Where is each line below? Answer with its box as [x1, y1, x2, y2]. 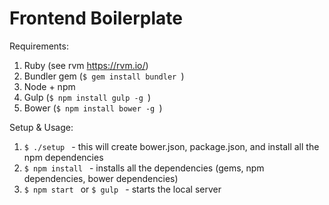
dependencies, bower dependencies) [23, 172, 179, 184]
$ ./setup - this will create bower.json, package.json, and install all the [23, 140, 320, 152]
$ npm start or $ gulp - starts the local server [23, 183, 222, 195]
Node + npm [23, 80, 76, 92]
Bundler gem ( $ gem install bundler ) [23, 70, 185, 82]
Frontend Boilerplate [9, 7, 183, 30]
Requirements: [9, 40, 69, 52]
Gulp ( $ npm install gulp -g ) [23, 91, 152, 103]
